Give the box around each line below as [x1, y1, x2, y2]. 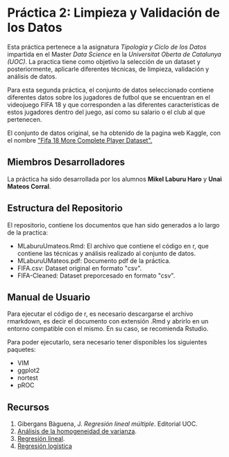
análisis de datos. [7, 72, 58, 81]
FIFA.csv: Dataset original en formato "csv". [17, 264, 142, 272]
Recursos [7, 401, 50, 413]
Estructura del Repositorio [7, 202, 123, 214]
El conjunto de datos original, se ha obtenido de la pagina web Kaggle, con [7, 129, 221, 137]
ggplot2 [17, 367, 40, 375]
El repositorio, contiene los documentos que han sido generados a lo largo [7, 221, 220, 229]
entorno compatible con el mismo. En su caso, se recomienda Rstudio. [7, 325, 209, 333]
